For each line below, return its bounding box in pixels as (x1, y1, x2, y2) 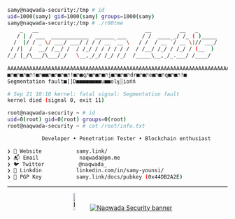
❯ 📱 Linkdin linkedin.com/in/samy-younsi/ (7, 167, 164, 174)
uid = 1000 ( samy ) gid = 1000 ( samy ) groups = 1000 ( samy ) (7, 13, 155, 20)
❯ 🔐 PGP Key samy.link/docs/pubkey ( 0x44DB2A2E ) (7, 174, 183, 181)
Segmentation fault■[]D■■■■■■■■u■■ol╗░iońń (7, 77, 136, 85)
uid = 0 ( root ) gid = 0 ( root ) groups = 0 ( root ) (7, 116, 127, 123)
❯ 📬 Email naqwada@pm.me (7, 154, 120, 161)
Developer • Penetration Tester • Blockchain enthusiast (41, 135, 211, 142)
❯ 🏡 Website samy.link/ (7, 147, 108, 155)
